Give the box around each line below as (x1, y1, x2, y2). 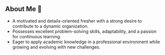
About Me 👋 (5, 5, 42, 13)
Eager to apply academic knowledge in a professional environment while (12, 39, 161, 45)
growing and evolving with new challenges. (12, 44, 100, 50)
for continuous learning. (12, 33, 61, 39)
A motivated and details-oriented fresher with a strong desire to (12, 18, 142, 24)
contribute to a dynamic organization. (12, 23, 89, 29)
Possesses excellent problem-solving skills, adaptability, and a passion (12, 28, 157, 34)
